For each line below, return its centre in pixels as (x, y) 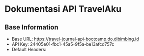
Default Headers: (29, 49)
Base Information (31, 27)
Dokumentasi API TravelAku (63, 9)
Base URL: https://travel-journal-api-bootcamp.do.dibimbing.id (75, 39)
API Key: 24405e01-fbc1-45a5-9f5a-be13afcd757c (63, 44)
